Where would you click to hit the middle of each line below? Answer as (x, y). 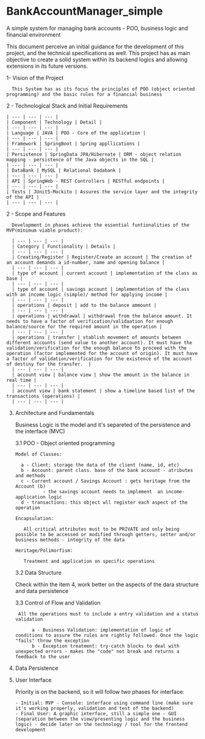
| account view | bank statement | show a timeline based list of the (103, 391)
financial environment (34, 34)
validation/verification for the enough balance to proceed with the (97, 348)
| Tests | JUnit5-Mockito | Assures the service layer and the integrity (102, 192)
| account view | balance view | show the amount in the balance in (101, 375)
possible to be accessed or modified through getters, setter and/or (106, 534)
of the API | (23, 197)
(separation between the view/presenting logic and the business (100, 719)
